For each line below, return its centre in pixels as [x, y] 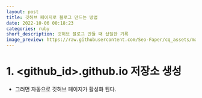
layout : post [23, 12]
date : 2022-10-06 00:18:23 [40, 23]
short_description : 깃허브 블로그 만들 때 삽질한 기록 [67, 34]
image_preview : [25, 40]
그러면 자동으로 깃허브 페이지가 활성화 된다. [66, 89]
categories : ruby [28, 29]
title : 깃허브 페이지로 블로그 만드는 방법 [52, 17]
